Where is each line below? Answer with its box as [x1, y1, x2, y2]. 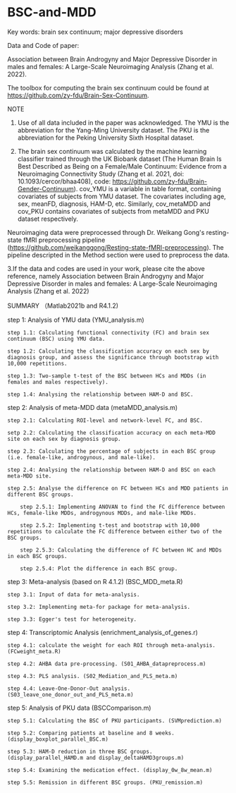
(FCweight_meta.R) [7, 648, 61, 655]
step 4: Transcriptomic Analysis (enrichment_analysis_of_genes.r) [7, 628, 199, 636]
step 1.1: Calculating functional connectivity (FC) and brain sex [7, 329, 210, 336]
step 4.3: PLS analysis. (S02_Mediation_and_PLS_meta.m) [7, 672, 178, 679]
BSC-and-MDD [7, 4, 97, 20]
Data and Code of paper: [7, 41, 80, 49]
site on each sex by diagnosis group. [7, 435, 121, 442]
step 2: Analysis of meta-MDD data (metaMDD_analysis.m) [7, 403, 178, 411]
